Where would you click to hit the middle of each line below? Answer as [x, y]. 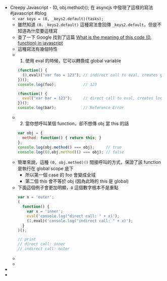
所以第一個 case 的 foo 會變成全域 [60, 175]
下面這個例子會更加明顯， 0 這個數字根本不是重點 [68, 188]
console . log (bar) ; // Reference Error [71, 108]
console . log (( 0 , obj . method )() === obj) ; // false [71, 152]
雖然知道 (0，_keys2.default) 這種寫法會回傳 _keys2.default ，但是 [87, 25]
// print [27, 239]
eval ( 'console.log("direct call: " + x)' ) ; [73, 216]
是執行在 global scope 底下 [46, 168]
